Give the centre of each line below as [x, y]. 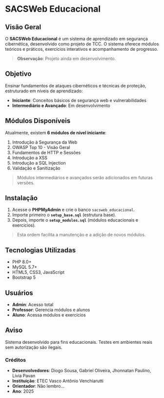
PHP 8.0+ [22, 262]
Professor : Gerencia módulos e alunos [51, 310]
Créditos [15, 360]
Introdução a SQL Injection [39, 163]
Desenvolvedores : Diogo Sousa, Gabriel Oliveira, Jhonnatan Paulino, [82, 371]
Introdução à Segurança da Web [45, 142]
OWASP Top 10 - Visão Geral [41, 147]
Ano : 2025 [23, 391]
